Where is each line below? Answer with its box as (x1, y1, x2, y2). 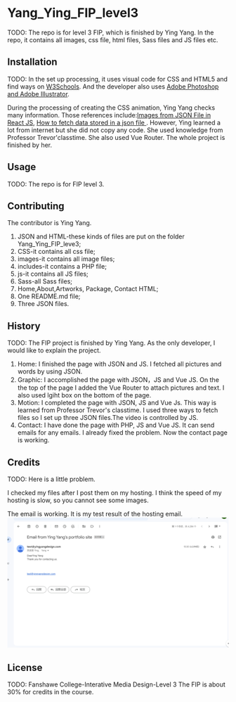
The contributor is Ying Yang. (7, 219, 92, 227)
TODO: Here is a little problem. (7, 475, 96, 483)
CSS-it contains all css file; (17, 248, 96, 256)
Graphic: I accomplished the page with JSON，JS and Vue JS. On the (17, 376, 220, 384)
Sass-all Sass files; (17, 277, 72, 286)
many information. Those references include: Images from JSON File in (7, 110, 211, 119)
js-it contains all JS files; (17, 269, 89, 279)
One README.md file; (17, 292, 81, 300)
